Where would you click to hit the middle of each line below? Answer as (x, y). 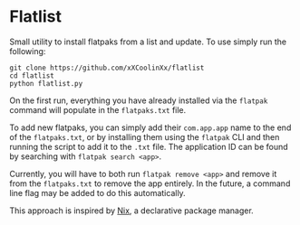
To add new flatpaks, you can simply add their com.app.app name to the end (150, 127)
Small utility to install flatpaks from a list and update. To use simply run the (148, 42)
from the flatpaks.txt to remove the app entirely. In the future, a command (150, 183)
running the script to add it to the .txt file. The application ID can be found (149, 146)
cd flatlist (32, 75)
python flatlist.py (46, 83)
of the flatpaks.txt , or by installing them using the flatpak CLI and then (145, 136)
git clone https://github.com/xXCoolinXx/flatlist (107, 68)
